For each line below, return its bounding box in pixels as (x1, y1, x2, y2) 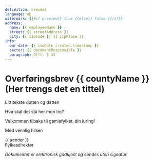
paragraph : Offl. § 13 (9, 52, 56, 57)
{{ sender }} (5, 137, 29, 143)
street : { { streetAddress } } (9, 30, 69, 34)
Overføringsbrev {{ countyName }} (5, 73, 150, 84)
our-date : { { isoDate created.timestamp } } (9, 43, 99, 48)
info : (5, 39, 16, 44)
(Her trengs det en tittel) (5, 83, 105, 95)
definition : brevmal (5, 7, 47, 12)
